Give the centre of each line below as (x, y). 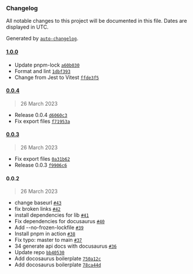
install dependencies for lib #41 (52, 215)
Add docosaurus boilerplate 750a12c (58, 259)
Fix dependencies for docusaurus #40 (59, 221)
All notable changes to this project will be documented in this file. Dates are (97, 21)
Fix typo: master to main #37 (48, 240)
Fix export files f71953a (42, 121)
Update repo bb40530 (39, 252)
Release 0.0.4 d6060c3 (41, 115)
